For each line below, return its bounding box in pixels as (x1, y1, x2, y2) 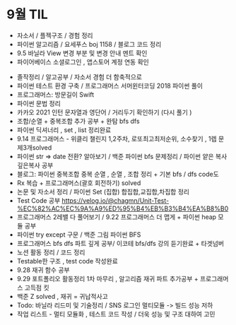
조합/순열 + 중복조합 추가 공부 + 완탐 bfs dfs (16, 117, 140, 125)
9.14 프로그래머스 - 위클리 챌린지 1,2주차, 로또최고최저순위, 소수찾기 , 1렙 (16, 134, 217, 143)
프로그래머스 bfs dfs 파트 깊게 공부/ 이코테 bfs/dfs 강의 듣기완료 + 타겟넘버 (16, 239, 224, 247)
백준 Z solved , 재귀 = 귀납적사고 (16, 292, 109, 300)
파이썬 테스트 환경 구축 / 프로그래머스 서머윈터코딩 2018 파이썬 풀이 (16, 81, 203, 90)
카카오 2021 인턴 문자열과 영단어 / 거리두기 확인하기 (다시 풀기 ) (16, 107, 192, 117)
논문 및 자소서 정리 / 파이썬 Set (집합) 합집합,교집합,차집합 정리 (16, 187, 190, 196)
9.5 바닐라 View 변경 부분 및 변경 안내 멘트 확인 (16, 49, 148, 57)
